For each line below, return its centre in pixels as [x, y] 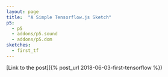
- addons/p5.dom [32, 39]
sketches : [19, 45]
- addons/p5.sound [35, 34]
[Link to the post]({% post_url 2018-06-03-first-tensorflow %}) [84, 67]
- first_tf [25, 51]
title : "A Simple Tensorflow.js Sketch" [59, 17]
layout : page [23, 12]
